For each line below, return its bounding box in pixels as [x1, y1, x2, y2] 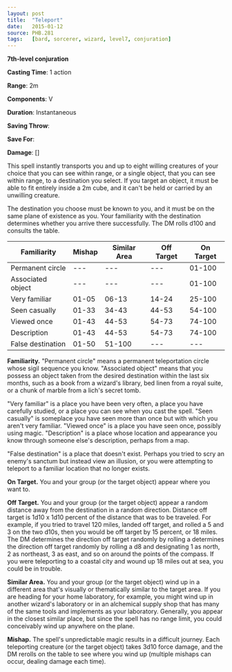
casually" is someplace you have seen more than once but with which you [7, 414, 218, 423]
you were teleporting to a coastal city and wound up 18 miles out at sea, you [7, 557, 224, 566]
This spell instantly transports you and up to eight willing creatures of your [7, 162, 219, 170]
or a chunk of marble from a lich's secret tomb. [7, 386, 142, 394]
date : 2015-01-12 [7, 23, 64, 30]
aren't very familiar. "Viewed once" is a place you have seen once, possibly [7, 422, 222, 430]
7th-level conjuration [7, 55, 69, 63]
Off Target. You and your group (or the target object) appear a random [7, 499, 209, 507]
